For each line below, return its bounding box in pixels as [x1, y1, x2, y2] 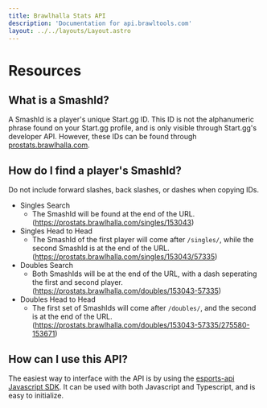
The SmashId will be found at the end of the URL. [31, 209, 195, 219]
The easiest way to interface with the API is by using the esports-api [8, 373, 235, 383]
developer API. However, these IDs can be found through [8, 132, 197, 142]
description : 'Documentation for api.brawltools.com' [8, 19, 193, 27]
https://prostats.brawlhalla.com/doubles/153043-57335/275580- [35, 320, 250, 330]
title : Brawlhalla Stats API [8, 11, 106, 20]
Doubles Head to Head [19, 295, 97, 304]
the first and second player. [31, 278, 123, 287]
